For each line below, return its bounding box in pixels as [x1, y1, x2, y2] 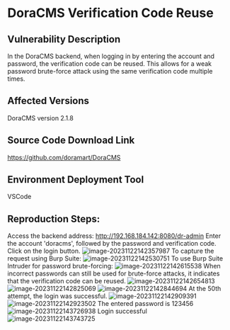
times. [7, 74, 25, 83]
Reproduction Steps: [7, 212, 100, 224]
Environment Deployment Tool [7, 173, 144, 186]
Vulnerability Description [7, 33, 121, 45]
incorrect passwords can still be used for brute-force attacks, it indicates [7, 269, 220, 278]
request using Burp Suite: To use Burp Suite [7, 254, 224, 263]
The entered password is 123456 [98, 300, 194, 308]
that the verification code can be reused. [7, 277, 126, 285]
